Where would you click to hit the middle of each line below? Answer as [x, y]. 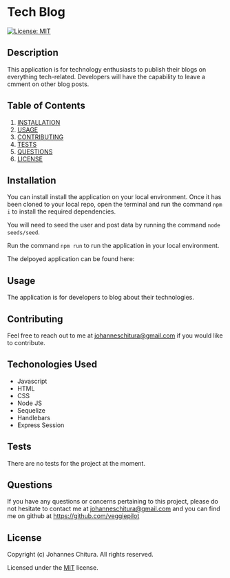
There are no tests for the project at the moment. [76, 463]
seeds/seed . [23, 232]
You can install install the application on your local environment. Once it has [114, 197]
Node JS [30, 403]
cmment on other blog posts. [48, 84]
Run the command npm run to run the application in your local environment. [113, 246]
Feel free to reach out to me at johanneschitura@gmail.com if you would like [115, 336]
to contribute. [27, 343]
